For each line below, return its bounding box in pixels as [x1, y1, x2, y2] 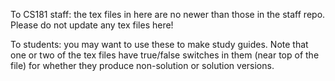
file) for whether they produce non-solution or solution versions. [10, 60, 275, 71]
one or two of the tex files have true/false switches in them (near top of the [10, 49, 320, 61]
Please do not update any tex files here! [10, 19, 174, 31]
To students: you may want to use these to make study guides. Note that [10, 39, 309, 50]
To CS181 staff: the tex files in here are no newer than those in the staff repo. [10, 9, 326, 20]
